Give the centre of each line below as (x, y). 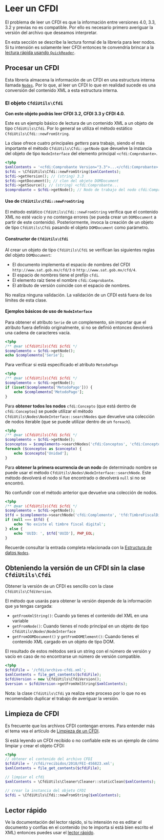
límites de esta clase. (26, 300)
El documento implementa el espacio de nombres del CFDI (71, 264)
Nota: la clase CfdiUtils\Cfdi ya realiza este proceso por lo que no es (76, 693)
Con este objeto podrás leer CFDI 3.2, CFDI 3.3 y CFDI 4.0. (65, 114)
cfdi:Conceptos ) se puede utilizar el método (49, 411)
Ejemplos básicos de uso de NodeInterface (49, 311)
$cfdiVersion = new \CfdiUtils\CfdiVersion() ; (53, 679)
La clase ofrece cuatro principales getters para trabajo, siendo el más (75, 143)
